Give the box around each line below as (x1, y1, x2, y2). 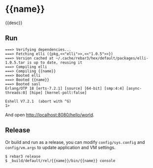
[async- (126, 86, 142, 91)
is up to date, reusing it (27, 60, 83, 65)
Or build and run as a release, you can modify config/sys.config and (5, 139, 145, 145)
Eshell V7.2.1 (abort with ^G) (5, 99, 71, 104)
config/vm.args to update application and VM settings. (5, 144, 116, 150)
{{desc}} (5, 20, 23, 26)
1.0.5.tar (5, 60, 26, 65)
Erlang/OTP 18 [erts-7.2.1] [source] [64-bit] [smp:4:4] (5, 86, 124, 91)
